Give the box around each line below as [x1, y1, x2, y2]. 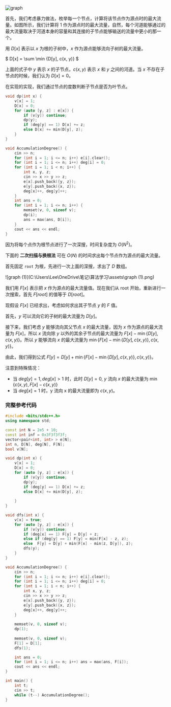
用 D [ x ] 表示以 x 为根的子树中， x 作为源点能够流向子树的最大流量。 [5, 46, 146, 51]
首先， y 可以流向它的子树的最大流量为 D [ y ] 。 [5, 313, 100, 319]
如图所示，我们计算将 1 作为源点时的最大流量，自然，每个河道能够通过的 [14, 22, 166, 28]
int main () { [5, 678, 33, 683]
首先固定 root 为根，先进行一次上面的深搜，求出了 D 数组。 [5, 263, 130, 270]
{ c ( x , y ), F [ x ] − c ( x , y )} [12, 382, 58, 388]
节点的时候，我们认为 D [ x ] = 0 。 [5, 73, 74, 79]
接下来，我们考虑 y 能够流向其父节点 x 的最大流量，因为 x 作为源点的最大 [5, 324, 159, 330]
